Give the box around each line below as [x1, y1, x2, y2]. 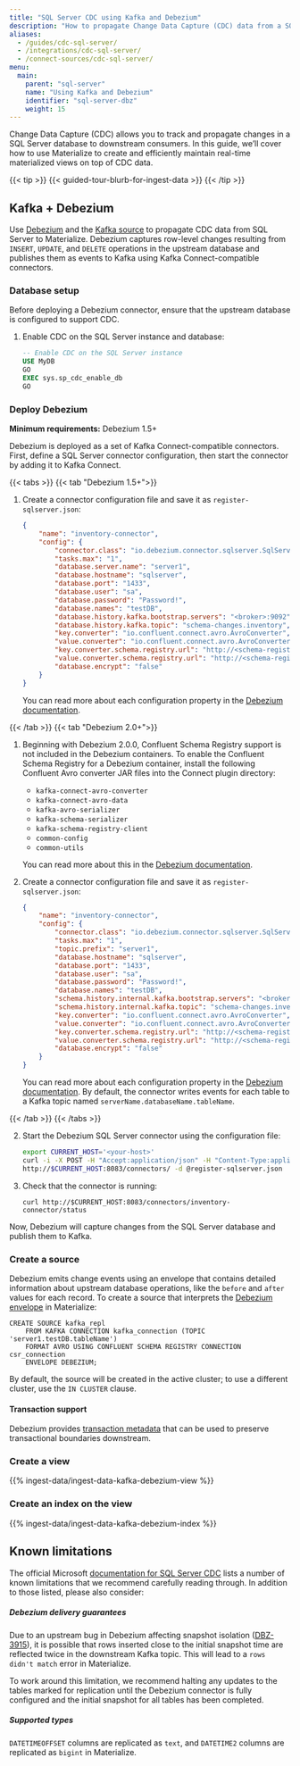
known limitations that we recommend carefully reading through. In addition [9, 1577, 287, 1587]
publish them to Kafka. [9, 1230, 92, 1241]
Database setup [9, 284, 80, 296]
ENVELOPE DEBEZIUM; [25, 1358, 98, 1367]
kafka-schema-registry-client [35, 824, 149, 833]
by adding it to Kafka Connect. [9, 460, 121, 471]
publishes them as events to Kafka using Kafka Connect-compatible [9, 253, 260, 263]
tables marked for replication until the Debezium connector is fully [9, 1685, 253, 1695]
